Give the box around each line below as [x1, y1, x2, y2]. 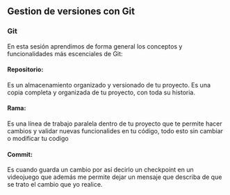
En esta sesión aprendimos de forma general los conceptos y [7, 42, 183, 51]
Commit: [7, 150, 33, 158]
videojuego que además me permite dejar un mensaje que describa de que [7, 173, 222, 181]
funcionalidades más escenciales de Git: [7, 49, 123, 58]
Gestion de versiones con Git [7, 6, 135, 17]
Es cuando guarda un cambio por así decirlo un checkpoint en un [7, 166, 194, 174]
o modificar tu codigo [7, 135, 69, 143]
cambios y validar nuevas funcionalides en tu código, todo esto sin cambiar [7, 127, 224, 135]
